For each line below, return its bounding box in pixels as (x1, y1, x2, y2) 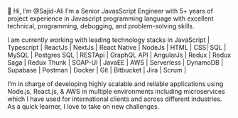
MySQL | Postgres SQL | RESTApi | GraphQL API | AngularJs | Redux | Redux (7, 50, 232, 59)
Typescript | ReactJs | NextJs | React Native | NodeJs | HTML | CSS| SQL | (7, 43, 227, 51)
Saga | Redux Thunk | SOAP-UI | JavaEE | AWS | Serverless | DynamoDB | (7, 58, 224, 67)
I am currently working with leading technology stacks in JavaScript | (7, 36, 210, 44)
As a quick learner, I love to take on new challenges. (7, 102, 160, 110)
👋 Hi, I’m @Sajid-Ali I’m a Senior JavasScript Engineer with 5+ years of (7, 7, 213, 15)
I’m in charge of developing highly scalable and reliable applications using (7, 80, 224, 88)
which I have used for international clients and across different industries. (7, 95, 222, 103)
